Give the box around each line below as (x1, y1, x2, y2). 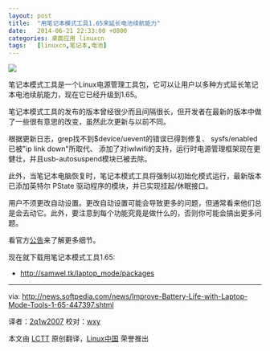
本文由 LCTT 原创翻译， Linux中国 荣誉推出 (8, 334, 149, 344)
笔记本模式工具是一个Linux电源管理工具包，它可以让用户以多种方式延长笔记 (8, 80, 259, 89)
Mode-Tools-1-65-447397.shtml (8, 300, 114, 310)
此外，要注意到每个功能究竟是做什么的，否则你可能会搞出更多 (50, 208, 255, 218)
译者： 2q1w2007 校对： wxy (8, 316, 101, 326)
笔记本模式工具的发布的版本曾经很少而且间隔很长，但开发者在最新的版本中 (8, 107, 255, 116)
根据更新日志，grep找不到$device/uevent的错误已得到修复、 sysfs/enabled (8, 134, 258, 144)
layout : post (8, 11, 52, 20)
